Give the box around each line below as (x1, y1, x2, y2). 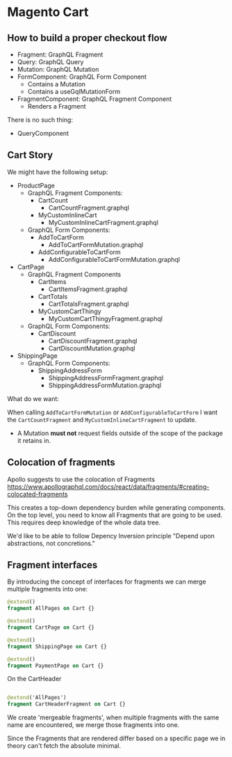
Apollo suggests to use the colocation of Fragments (7, 475, 155, 483)
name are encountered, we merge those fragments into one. (7, 721, 180, 729)
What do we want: (7, 394, 59, 403)
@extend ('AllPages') (7, 694, 67, 701)
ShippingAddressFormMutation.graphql (48, 381, 162, 389)
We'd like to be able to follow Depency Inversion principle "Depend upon (7, 531, 215, 540)
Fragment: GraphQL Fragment (17, 50, 103, 58)
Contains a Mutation (27, 80, 85, 88)
